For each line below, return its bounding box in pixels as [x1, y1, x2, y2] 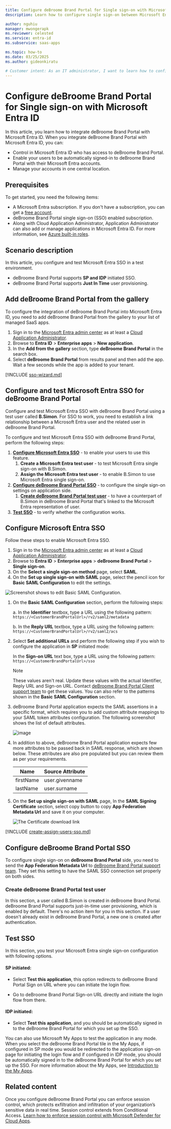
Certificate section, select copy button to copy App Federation [12, 804, 146, 810]
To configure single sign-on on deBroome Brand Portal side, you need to [5, 857, 159, 863]
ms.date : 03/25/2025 [5, 54, 49, 59]
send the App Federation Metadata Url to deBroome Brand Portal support [5, 863, 161, 869]
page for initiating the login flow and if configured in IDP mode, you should [5, 1051, 161, 1058]
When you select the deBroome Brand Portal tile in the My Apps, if [5, 1040, 145, 1046]
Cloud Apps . [5, 1118, 32, 1124]
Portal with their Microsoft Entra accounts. [12, 160, 102, 166]
